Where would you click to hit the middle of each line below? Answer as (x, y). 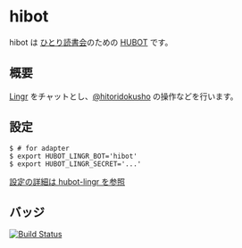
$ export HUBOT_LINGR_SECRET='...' (75, 164)
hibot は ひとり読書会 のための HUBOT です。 (91, 42)
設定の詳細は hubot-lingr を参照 (67, 181)
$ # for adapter (39, 148)
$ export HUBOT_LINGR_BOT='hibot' (74, 156)
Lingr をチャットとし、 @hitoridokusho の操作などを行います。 (124, 96)
